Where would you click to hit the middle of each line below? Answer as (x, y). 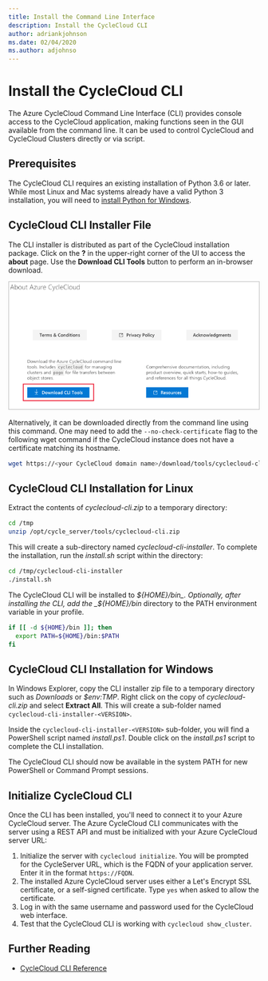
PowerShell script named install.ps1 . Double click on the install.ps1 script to (132, 738)
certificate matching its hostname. (65, 448)
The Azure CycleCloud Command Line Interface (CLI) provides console (125, 114)
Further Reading (49, 949)
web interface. (43, 915)
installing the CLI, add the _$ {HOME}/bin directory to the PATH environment (133, 603)
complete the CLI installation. (56, 747)
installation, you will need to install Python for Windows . (100, 200)
